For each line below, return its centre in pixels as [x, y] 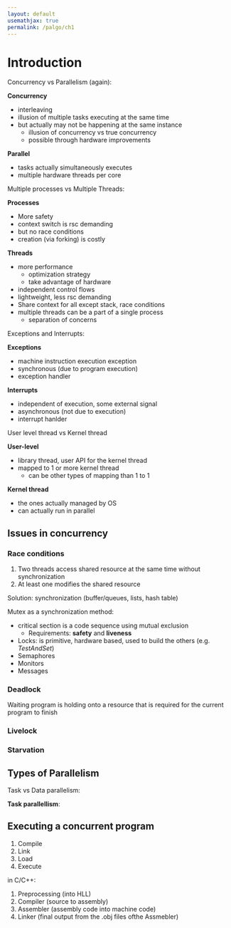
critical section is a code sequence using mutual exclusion [103, 625]
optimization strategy [59, 274]
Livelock [22, 731]
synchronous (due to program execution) [78, 369]
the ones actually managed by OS [67, 504]
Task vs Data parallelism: [44, 790]
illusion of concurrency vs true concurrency [92, 132]
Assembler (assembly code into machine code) [87, 909]
